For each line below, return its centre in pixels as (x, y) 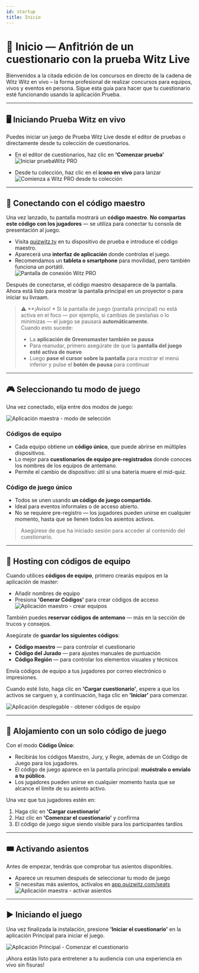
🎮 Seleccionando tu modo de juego (73, 390)
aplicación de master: (33, 582)
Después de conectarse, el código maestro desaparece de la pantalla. (92, 285)
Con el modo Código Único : (40, 745)
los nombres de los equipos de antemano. (66, 466)
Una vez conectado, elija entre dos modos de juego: (70, 407)
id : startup (21, 12)
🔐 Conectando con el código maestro (76, 203)
